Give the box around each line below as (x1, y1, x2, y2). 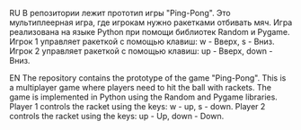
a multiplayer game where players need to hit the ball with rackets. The (9, 82, 272, 92)
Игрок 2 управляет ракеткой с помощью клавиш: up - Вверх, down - (9, 46, 273, 56)
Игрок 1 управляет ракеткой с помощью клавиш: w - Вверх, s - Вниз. (9, 36, 276, 47)
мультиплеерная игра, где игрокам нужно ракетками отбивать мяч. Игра (9, 17, 293, 28)
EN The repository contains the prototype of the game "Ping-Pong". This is (9, 73, 287, 83)
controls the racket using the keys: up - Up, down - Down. (9, 111, 225, 121)
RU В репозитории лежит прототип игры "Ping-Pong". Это (9, 8, 231, 18)
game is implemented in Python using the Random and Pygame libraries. (9, 91, 279, 102)
